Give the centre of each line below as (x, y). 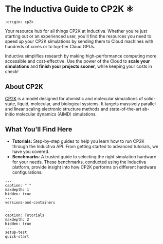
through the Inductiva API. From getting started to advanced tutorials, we (85, 146)
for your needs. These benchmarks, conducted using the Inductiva (79, 162)
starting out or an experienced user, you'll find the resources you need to (78, 36)
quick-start (17, 236)
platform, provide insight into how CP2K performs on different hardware (84, 167)
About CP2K (24, 87)
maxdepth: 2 (17, 219)
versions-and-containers (30, 202)
